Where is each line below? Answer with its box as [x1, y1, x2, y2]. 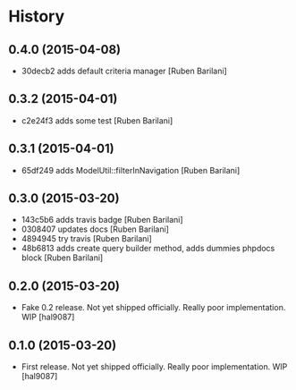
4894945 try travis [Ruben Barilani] [21, 233, 153, 244]
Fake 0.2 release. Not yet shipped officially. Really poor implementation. [21, 302, 286, 313]
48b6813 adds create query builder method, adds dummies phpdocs [21, 243, 275, 254]
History [8, 6, 65, 27]
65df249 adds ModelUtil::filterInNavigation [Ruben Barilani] [21, 165, 241, 175]
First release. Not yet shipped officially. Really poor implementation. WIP [21, 361, 288, 372]
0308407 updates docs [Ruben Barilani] [21, 224, 169, 234]
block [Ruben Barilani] [21, 252, 104, 263]
